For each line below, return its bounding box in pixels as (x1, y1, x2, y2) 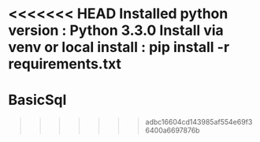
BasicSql (8, 92, 67, 109)
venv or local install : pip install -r (8, 39, 230, 56)
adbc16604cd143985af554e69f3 (145, 118, 253, 127)
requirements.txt (8, 55, 122, 73)
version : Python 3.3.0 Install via (8, 21, 225, 39)
